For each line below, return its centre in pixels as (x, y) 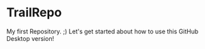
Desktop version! (30, 38)
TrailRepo (34, 13)
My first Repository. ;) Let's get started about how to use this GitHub (102, 31)
